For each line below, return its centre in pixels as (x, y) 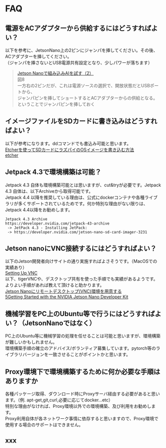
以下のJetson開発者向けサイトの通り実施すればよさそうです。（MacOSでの (81, 261)
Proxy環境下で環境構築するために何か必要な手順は (83, 371)
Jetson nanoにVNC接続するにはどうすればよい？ (81, 249)
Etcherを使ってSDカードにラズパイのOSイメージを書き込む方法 (70, 150)
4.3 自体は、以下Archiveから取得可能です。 (49, 191)
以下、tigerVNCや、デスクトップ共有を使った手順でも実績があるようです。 (82, 279)
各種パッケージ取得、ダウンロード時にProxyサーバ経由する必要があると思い (83, 394)
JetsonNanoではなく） (60, 323)
